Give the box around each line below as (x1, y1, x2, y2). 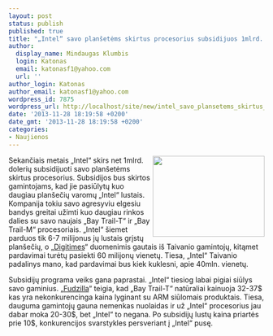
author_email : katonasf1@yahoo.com (8, 87, 129, 96)
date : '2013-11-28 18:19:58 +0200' (8, 111, 129, 119)
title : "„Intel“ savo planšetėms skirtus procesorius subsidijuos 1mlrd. (8, 34, 264, 43)
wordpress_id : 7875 (8, 95, 75, 103)
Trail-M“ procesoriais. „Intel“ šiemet (8, 225, 128, 234)
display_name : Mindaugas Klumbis (15, 50, 129, 58)
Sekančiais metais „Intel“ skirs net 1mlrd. (8, 155, 144, 165)
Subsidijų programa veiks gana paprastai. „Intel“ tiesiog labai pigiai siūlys (8, 274, 253, 285)
